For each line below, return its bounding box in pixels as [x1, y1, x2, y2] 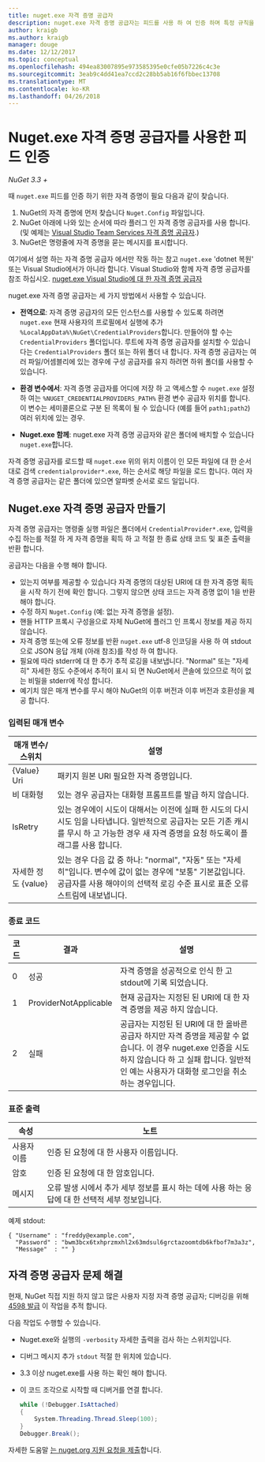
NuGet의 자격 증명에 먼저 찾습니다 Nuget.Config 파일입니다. [19, 208, 205, 218]
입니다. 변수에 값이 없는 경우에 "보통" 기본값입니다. [68, 866, 246, 877]
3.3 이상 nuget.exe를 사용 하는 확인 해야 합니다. [19, 1368, 167, 1378]
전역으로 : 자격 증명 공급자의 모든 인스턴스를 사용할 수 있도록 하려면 [19, 308, 224, 317]
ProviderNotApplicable [28, 997, 113, 1008]
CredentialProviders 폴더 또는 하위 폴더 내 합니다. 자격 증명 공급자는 [34, 347, 248, 357]
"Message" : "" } [15, 1245, 77, 1253]
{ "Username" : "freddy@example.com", [8, 1232, 136, 1240]
